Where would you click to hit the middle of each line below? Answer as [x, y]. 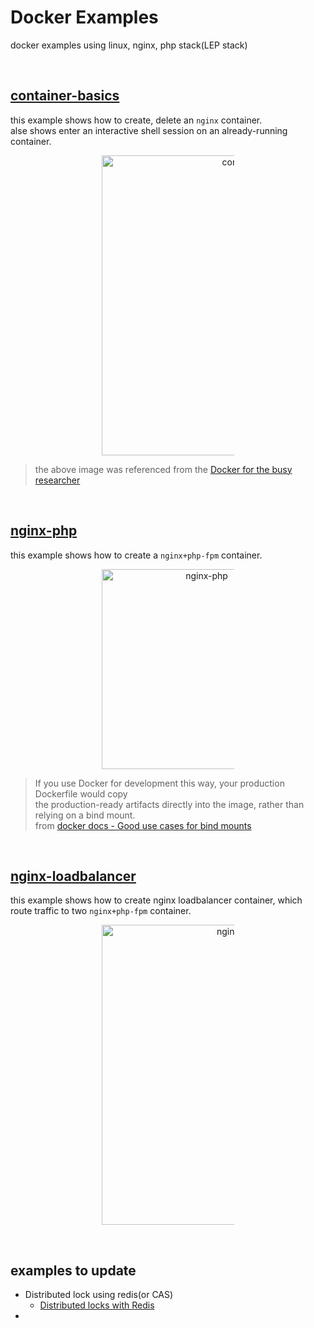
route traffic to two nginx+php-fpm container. [101, 911]
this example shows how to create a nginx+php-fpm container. [136, 555]
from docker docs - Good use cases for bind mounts [143, 825]
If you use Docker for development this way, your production [159, 783]
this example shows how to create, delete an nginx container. [136, 120]
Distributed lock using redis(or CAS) [99, 1295]
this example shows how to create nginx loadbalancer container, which [156, 900]
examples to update [73, 1270]
